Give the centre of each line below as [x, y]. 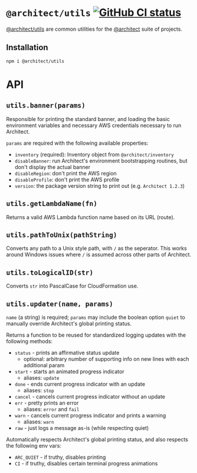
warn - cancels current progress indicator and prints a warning [90, 415]
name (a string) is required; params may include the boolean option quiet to [96, 317]
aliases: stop [39, 390]
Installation [27, 48]
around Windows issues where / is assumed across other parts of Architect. [99, 255]
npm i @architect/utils [35, 61]
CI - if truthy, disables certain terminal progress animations [86, 463]
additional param [44, 365]
